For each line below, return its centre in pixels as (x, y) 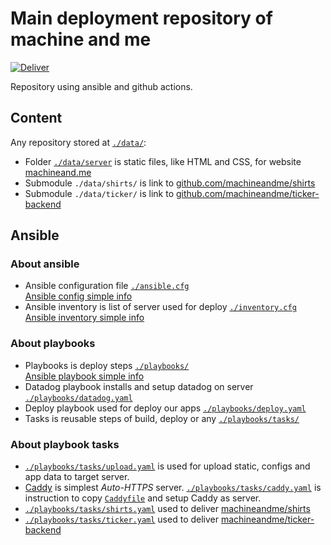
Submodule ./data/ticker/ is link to (99, 193)
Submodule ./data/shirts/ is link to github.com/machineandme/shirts (170, 183)
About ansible (45, 264)
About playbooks (53, 344)
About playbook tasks (65, 444)
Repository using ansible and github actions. (101, 86)
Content (36, 118)
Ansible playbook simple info (84, 376)
